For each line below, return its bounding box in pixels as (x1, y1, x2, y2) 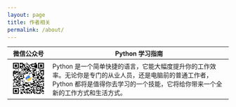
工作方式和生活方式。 (64, 88, 126, 96)
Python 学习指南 (114, 49, 164, 58)
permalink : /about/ (7, 26, 65, 33)
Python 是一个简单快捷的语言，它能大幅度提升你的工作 (52, 62, 211, 70)
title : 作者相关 (7, 18, 51, 26)
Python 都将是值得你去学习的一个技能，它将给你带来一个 (52, 80, 216, 88)
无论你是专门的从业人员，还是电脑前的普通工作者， (64, 70, 213, 79)
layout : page (7, 11, 46, 18)
